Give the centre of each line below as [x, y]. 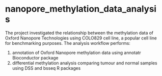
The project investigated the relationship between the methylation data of [79, 33]
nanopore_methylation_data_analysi [81, 9]
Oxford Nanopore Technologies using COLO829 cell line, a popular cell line [81, 38]
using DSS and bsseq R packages [46, 68]
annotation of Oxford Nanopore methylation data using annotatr [77, 53]
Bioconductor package [35, 57]
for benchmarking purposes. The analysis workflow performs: [68, 43]
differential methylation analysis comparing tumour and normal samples [85, 63]
